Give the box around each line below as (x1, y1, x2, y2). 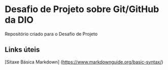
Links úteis (5, 45, 40, 54)
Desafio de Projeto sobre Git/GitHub (5, 4, 159, 15)
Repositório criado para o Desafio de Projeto (5, 31, 98, 37)
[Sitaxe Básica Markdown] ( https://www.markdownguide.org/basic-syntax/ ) (5, 59, 163, 65)
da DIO (5, 14, 34, 26)
